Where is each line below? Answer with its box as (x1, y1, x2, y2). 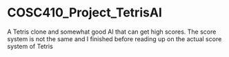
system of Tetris (7, 42, 53, 50)
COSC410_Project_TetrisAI (7, 5, 162, 21)
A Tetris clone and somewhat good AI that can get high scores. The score (7, 27, 217, 36)
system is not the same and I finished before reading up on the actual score (7, 34, 222, 43)
